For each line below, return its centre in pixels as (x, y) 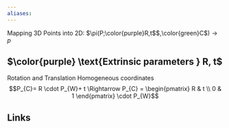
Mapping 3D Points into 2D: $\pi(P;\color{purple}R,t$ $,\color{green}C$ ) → (112, 33)
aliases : (20, 13)
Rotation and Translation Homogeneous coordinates (81, 78)
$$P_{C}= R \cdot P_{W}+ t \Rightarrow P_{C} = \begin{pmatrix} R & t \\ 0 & (115, 89)
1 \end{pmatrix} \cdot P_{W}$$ (115, 96)
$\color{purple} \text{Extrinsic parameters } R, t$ (115, 62)
